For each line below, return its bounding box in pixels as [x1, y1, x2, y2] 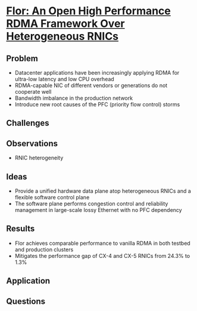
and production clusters [14, 246, 74, 253]
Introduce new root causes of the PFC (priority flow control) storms [14, 101, 180, 108]
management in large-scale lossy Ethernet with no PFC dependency [14, 207, 183, 214]
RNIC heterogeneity [14, 154, 64, 162]
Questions [6, 296, 46, 306]
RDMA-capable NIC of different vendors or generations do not [14, 82, 168, 89]
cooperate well [14, 88, 52, 95]
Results [6, 224, 35, 234]
